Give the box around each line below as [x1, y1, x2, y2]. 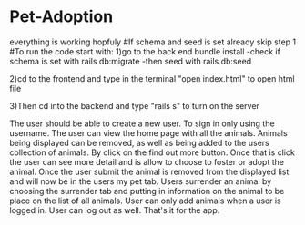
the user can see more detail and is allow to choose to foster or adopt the [9, 156, 285, 167]
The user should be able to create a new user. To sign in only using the [9, 118, 275, 129]
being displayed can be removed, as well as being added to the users [9, 137, 270, 148]
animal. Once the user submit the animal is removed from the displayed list [9, 166, 290, 177]
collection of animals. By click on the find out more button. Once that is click [9, 147, 296, 158]
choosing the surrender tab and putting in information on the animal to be [9, 185, 285, 196]
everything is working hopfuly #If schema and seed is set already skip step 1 [9, 36, 297, 47]
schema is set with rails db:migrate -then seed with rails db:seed [9, 55, 252, 66]
